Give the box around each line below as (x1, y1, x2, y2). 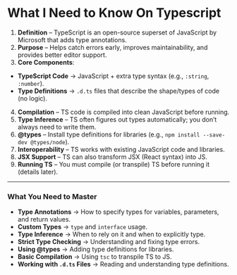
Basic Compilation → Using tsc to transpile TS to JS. (17, 252, 172, 261)
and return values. (17, 215, 71, 224)
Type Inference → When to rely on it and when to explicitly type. (17, 230, 206, 238)
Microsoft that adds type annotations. (17, 35, 127, 44)
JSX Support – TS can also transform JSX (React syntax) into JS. (17, 153, 208, 161)
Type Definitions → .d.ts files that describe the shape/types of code (17, 87, 220, 95)
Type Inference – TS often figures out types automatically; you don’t (17, 115, 217, 124)
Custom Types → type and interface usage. (17, 223, 148, 231)
